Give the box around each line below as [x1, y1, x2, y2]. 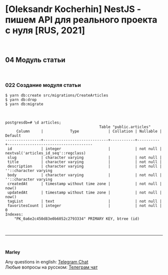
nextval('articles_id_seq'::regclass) [5, 151, 86, 156]
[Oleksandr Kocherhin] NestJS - [5, 3, 141, 15]
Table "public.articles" [99, 124, 151, 129]
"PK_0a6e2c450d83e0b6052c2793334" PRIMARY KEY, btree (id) [14, 216, 140, 221]
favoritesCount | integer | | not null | [7, 203, 162, 208]
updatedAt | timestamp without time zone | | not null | [7, 190, 162, 195]
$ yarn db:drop [5, 97, 37, 102]
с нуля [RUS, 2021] [5, 25, 85, 36]
